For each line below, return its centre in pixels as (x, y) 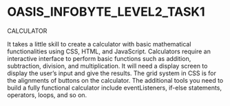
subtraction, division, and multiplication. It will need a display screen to (107, 66)
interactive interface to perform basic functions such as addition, (99, 58)
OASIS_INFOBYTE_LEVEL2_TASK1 (106, 12)
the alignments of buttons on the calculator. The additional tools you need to (115, 80)
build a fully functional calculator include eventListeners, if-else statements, (115, 88)
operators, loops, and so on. (47, 95)
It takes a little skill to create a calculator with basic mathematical (99, 44)
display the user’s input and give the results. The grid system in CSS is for (112, 73)
